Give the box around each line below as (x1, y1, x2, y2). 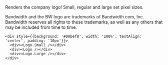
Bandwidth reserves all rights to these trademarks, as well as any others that (5, 19, 163, 25)
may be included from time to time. (5, 24, 77, 30)
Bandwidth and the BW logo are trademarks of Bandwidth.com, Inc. (5, 14, 144, 19)
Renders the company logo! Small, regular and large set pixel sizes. (5, 4, 144, 10)
